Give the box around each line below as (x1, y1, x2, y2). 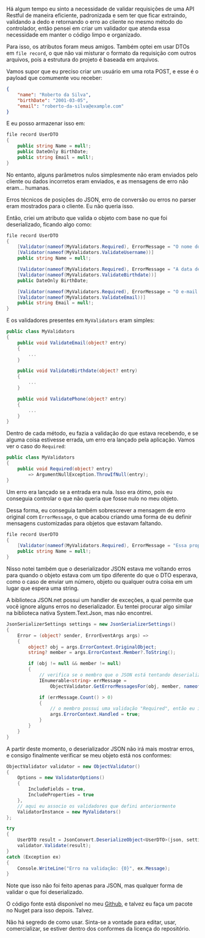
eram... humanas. (6, 184, 50, 191)
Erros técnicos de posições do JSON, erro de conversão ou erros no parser (6, 195, 196, 203)
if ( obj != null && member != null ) (28, 661, 121, 667)
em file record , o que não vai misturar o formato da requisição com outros (6, 49, 196, 57)
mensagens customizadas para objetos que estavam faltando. (6, 519, 163, 527)
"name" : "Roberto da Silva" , (17, 92, 92, 98)
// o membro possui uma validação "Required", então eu (49, 705, 195, 712)
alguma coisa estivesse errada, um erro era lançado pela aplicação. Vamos (6, 436, 195, 443)
